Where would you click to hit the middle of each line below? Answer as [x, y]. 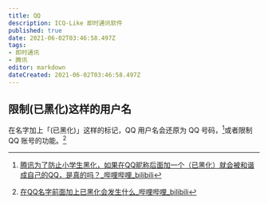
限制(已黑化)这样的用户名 [70, 110]
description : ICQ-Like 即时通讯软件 [65, 23]
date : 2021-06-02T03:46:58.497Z [62, 38]
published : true [35, 30]
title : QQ [25, 16]
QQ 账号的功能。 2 [37, 140]
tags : [17, 45]
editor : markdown [37, 68]
